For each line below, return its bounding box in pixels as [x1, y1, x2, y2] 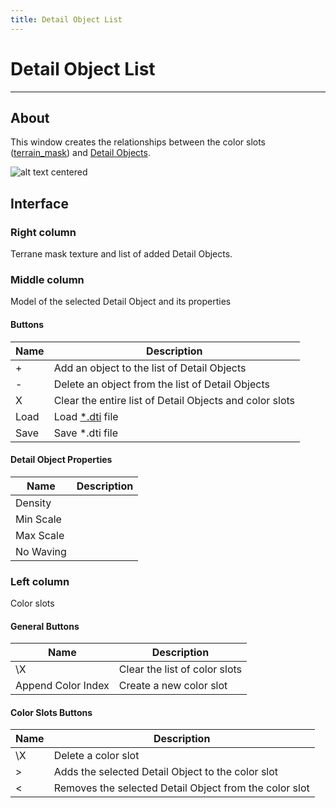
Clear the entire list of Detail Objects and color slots [53, 393, 296, 407]
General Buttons [10, 620, 80, 632]
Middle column [10, 272, 85, 286]
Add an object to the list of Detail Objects [53, 361, 247, 375]
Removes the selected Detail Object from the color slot [53, 781, 310, 795]
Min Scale [15, 512, 62, 526]
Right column [10, 225, 77, 239]
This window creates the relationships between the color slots [10, 136, 267, 148]
